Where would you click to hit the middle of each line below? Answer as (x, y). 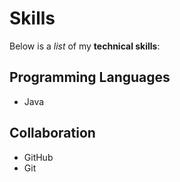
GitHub (38, 157)
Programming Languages (90, 77)
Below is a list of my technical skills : (85, 46)
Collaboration (52, 133)
